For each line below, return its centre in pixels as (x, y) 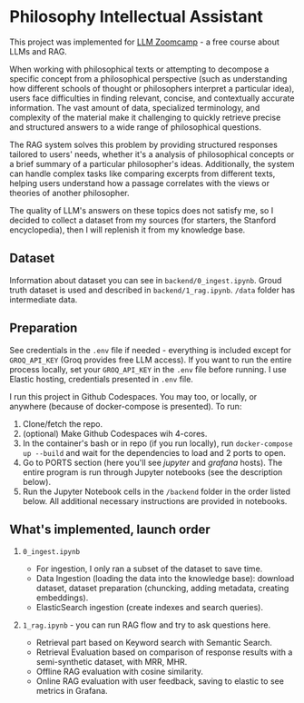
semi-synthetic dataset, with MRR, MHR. (112, 662)
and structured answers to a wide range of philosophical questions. (135, 127)
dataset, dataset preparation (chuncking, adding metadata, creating (162, 589)
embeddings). (62, 598)
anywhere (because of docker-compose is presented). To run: (126, 406)
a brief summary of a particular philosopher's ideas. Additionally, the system (152, 163)
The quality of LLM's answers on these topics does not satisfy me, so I (142, 210)
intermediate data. (44, 299)
